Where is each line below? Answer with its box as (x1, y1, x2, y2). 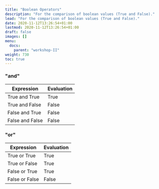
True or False (7, 160, 38, 167)
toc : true (5, 57, 25, 62)
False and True (7, 109, 41, 116)
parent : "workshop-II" (14, 47, 60, 52)
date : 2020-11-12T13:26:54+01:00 (5, 20, 73, 26)
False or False (7, 175, 39, 182)
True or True (7, 152, 36, 159)
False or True (7, 168, 38, 174)
